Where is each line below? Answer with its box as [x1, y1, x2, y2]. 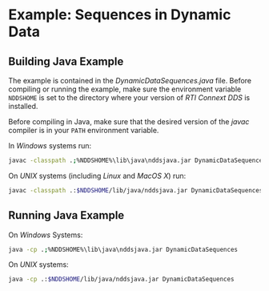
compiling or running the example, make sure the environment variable [8, 84, 242, 94]
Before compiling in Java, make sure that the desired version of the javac [8, 117, 250, 126]
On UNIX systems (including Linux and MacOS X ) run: [8, 171, 187, 180]
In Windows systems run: [8, 141, 92, 150]
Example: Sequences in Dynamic [8, 6, 231, 24]
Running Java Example [8, 208, 125, 222]
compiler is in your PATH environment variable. [8, 126, 159, 135]
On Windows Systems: [8, 230, 83, 240]
